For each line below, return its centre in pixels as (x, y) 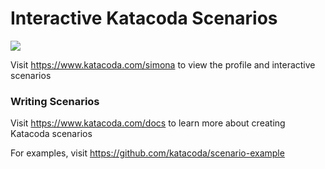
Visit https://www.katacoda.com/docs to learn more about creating (148, 123)
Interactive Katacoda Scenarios (144, 18)
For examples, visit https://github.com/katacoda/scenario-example (147, 153)
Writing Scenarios (55, 101)
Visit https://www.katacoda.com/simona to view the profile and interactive (163, 64)
